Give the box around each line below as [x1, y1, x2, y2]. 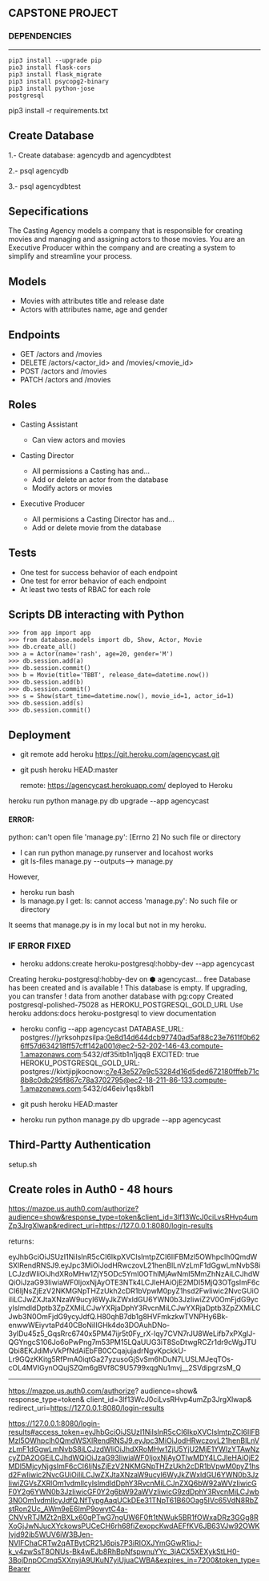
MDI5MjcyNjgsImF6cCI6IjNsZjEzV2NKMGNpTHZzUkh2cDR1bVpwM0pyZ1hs [8, 1461, 260, 1471]
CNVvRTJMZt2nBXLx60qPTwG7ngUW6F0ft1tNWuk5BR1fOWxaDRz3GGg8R [8, 1513, 259, 1522]
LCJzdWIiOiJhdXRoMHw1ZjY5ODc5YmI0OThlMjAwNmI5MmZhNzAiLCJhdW [8, 1269, 260, 1279]
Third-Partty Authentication [8, 1138, 151, 1152]
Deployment [8, 728, 71, 741]
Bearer [8, 1564, 30, 1574]
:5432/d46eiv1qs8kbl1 [81, 1084, 155, 1093]
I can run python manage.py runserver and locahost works [19, 848, 214, 858]
